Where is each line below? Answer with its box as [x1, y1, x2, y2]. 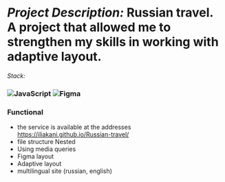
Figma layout [17, 152, 54, 161]
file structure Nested [17, 138, 76, 146]
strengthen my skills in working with [7, 34, 219, 50]
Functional [7, 107, 43, 117]
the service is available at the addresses [17, 123, 131, 132]
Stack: [7, 71, 25, 80]
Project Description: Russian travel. [7, 5, 213, 21]
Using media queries [17, 145, 76, 153]
